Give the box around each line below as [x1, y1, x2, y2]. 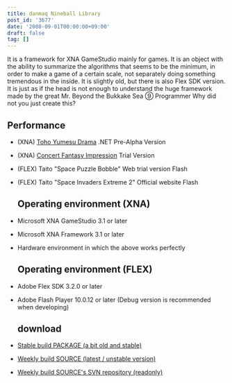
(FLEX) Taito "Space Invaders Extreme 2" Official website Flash [17, 178, 199, 186]
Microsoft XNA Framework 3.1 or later [17, 230, 125, 238]
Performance [7, 119, 66, 131]
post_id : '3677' [7, 17, 54, 24]
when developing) [17, 303, 69, 311]
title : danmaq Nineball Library [7, 10, 101, 17]
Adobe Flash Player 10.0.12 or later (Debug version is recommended [17, 296, 211, 304]
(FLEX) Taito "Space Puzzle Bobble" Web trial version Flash [17, 164, 188, 173]
